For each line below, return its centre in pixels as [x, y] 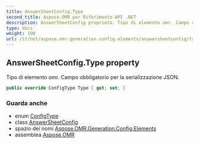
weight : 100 [21, 34]
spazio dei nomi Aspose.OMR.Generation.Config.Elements [86, 128]
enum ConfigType [36, 116]
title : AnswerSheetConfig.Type [45, 12]
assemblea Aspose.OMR [45, 135]
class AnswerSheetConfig [46, 122]
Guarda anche [27, 103]
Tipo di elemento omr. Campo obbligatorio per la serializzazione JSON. [93, 77]
